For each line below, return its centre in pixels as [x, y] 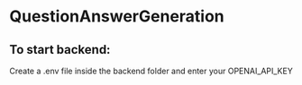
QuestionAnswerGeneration [117, 17]
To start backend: [60, 50]
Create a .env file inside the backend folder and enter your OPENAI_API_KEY [151, 71]
